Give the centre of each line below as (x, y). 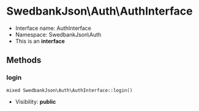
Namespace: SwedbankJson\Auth (58, 34)
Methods (24, 60)
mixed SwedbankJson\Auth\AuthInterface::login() (69, 90)
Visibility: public (36, 101)
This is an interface (40, 41)
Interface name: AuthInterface (53, 28)
